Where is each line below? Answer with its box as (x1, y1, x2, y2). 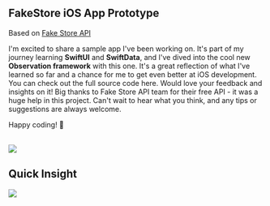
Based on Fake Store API (8, 28, 92, 37)
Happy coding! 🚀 (8, 119, 65, 129)
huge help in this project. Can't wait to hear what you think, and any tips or (8, 95, 257, 105)
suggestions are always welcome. (8, 104, 122, 114)
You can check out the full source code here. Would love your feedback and (8, 78, 263, 88)
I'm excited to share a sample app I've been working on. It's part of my (8, 44, 245, 54)
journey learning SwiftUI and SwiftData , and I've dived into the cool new (8, 52, 251, 62)
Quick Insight (8, 167, 78, 181)
